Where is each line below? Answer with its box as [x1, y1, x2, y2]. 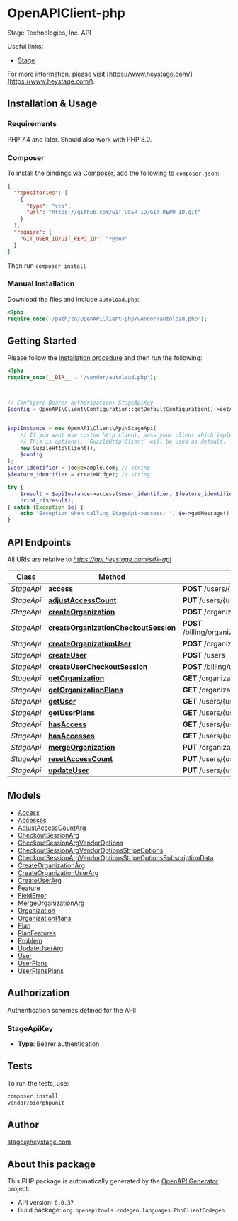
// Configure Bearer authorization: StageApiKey [7, 399, 154, 407]
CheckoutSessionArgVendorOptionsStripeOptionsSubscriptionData [17, 853, 214, 862]
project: [7, 1185, 30, 1193]
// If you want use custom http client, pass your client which [20, 431, 214, 439]
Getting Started [7, 334, 77, 347]
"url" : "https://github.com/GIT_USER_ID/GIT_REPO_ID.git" [25, 209, 201, 216]
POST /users [183, 650, 225, 660]
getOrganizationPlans [48, 685, 124, 694]
